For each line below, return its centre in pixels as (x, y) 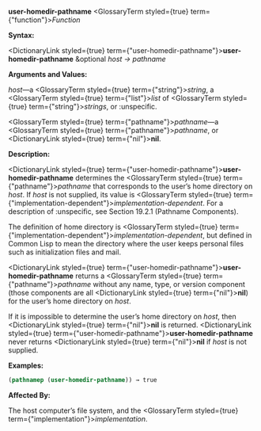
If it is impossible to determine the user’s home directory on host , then (123, 317)
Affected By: (30, 395)
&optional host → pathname (120, 59)
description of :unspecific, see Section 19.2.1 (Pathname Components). (123, 212)
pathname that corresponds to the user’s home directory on (155, 186)
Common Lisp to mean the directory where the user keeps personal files (126, 244)
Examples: (26, 365)
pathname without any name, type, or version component (151, 284)
